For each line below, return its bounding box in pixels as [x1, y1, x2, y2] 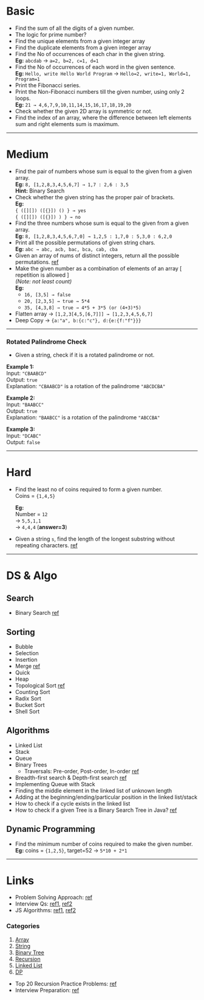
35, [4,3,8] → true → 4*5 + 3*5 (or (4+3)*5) [24, 305, 141, 311]
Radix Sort [15, 695, 41, 702]
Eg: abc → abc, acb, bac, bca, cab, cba [15, 245, 118, 252]
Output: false [6, 439, 41, 446]
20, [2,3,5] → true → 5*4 [24, 298, 90, 304]
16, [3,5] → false [24, 291, 71, 298]
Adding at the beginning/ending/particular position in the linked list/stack [15, 793, 198, 801]
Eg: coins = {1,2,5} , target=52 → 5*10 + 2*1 [15, 846, 127, 854]
